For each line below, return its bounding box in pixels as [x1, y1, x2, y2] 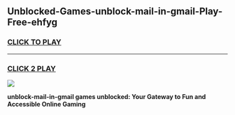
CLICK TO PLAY [7, 38, 62, 47]
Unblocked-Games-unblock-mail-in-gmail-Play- [7, 6, 222, 17]
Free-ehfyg [7, 17, 58, 29]
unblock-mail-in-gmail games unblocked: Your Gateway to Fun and [7, 92, 206, 100]
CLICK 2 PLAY [7, 63, 56, 73]
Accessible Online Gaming [7, 100, 86, 108]
